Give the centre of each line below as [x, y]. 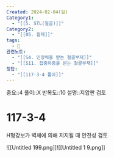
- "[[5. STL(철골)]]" [38, 23]
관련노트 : [16, 52]
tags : [13, 40]
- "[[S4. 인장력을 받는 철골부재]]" [52, 57]
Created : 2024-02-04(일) [37, 12]
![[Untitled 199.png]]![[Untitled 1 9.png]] [56, 148]
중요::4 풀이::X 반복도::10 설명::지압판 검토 [56, 93]
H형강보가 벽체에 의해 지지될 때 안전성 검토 [57, 136]
